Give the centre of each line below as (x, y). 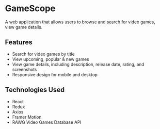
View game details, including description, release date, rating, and (78, 64)
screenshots (24, 69)
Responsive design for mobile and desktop (55, 74)
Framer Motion (27, 117)
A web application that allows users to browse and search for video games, (80, 22)
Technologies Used (35, 90)
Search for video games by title (43, 54)
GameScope (30, 8)
